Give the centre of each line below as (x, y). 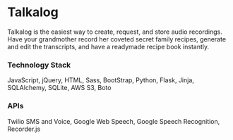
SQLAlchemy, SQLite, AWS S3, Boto (59, 88)
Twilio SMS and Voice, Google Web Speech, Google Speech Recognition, (114, 121)
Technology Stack (39, 65)
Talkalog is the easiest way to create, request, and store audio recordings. (115, 32)
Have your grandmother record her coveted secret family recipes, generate (117, 39)
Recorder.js (24, 129)
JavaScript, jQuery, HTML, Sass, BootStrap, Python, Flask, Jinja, (101, 80)
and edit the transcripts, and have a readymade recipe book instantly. (108, 46)
